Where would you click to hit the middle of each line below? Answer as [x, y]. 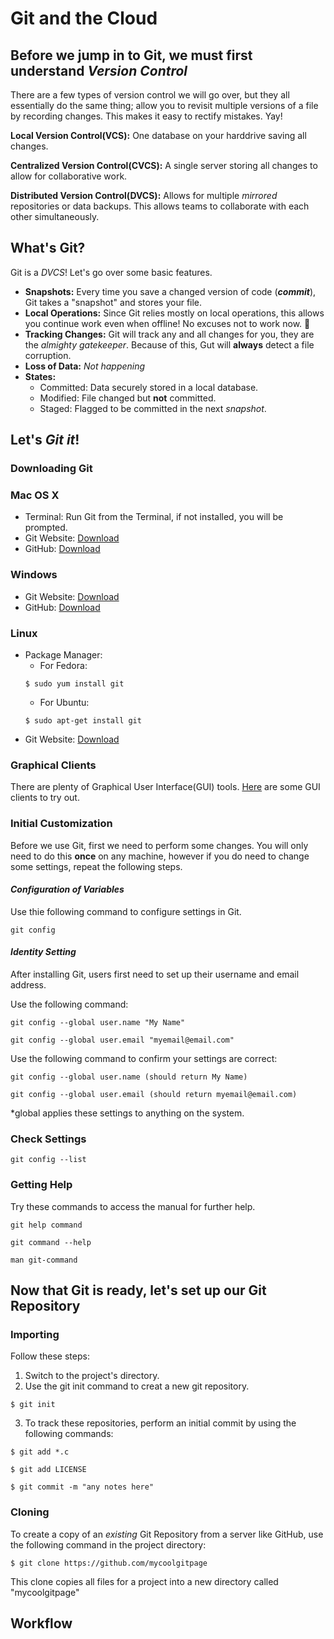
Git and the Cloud [84, 18]
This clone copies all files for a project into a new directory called [144, 1581]
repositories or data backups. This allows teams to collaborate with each [160, 206]
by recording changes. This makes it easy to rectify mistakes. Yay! [146, 116]
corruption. [48, 355]
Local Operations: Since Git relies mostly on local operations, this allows [174, 313]
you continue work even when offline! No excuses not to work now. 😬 [167, 323]
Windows [34, 575]
